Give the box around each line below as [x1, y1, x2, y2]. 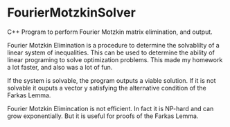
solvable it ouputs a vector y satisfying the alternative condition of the [7, 84, 206, 92]
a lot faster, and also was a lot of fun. [7, 63, 113, 71]
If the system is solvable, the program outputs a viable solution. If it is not [7, 76, 216, 84]
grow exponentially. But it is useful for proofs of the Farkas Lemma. [7, 112, 199, 120]
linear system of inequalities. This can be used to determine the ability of [7, 48, 215, 57]
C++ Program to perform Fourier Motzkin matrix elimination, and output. [7, 28, 213, 36]
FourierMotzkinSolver [7, 5, 136, 21]
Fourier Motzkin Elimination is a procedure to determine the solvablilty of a [7, 41, 220, 49]
